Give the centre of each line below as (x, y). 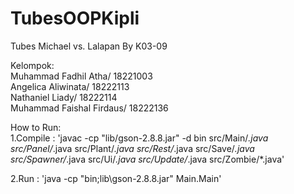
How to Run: (36, 127)
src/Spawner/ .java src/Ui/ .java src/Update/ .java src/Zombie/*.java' (147, 159)
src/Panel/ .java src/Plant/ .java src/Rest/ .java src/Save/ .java (132, 148)
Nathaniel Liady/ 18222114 (64, 97)
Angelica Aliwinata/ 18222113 (70, 86)
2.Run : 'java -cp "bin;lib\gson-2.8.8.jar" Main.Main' (116, 178)
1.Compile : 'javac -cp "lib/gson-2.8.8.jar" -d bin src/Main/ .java (139, 138)
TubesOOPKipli (75, 18)
